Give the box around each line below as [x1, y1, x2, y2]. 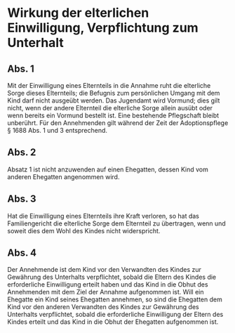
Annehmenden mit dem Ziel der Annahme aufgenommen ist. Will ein [7, 288, 205, 296]
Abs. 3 [7, 193, 36, 205]
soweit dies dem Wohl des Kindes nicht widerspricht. [7, 226, 161, 235]
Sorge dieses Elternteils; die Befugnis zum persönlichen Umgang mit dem [7, 89, 220, 97]
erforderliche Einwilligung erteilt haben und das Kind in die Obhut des [7, 280, 208, 289]
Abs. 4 [7, 247, 37, 259]
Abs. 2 [7, 146, 36, 159]
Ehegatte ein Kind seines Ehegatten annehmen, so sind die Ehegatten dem [7, 295, 222, 303]
